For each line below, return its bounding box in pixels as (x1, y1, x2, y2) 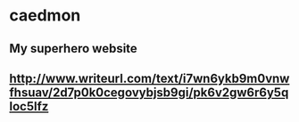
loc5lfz (9, 99, 49, 114)
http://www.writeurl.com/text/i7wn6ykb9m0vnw (9, 70, 290, 85)
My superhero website (9, 41, 138, 56)
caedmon (9, 5, 81, 26)
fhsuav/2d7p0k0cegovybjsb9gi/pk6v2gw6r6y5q (9, 85, 289, 100)
